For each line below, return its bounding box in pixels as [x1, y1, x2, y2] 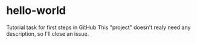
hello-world [6, 4, 66, 18]
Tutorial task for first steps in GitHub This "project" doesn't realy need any [6, 24, 191, 31]
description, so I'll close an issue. [6, 30, 89, 37]
